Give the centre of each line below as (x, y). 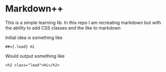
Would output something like (35, 56)
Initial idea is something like (34, 37)
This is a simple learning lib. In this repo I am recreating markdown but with (83, 22)
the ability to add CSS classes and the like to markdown (63, 27)
